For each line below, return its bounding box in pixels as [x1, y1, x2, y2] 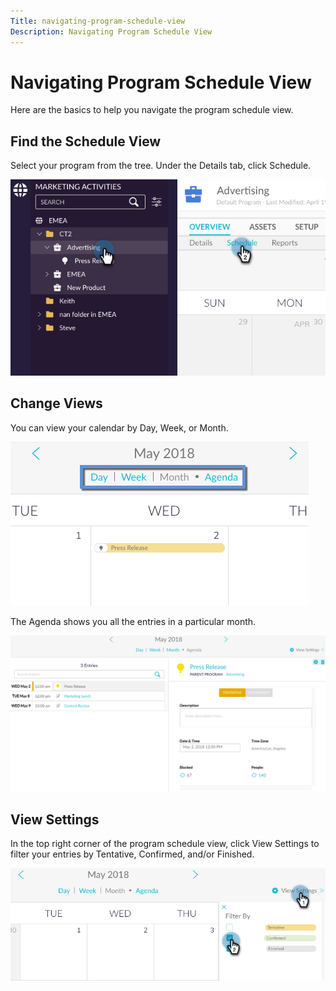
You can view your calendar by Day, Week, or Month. [10, 421, 229, 434]
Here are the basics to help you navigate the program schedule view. [10, 104, 294, 116]
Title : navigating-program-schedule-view [10, 16, 186, 26]
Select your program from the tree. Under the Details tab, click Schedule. [10, 160, 312, 172]
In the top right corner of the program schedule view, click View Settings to [10, 837, 320, 849]
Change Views [10, 395, 103, 412]
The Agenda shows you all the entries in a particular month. [10, 615, 257, 627]
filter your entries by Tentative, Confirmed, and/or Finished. [10, 848, 255, 860]
